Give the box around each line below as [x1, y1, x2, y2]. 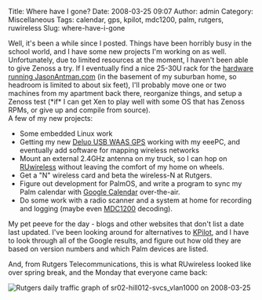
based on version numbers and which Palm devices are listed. [8, 244, 209, 254]
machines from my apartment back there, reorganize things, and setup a [8, 89, 242, 97]
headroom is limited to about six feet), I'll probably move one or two [8, 80, 227, 90]
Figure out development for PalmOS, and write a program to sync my [19, 179, 242, 188]
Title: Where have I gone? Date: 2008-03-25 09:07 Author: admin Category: [8, 7, 253, 16]
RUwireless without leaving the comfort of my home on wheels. [19, 163, 225, 171]
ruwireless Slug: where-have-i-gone [8, 24, 126, 32]
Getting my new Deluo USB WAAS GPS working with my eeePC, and [19, 137, 241, 146]
